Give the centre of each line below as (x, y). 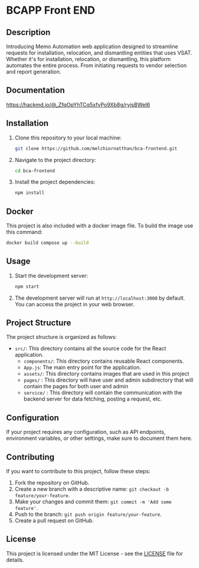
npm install (29, 193)
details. (15, 560)
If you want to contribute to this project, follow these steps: (78, 471)
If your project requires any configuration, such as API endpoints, (86, 432)
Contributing (30, 457)
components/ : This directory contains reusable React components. (104, 361)
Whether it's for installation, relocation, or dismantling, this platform (89, 59)
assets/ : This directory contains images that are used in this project (106, 374)
